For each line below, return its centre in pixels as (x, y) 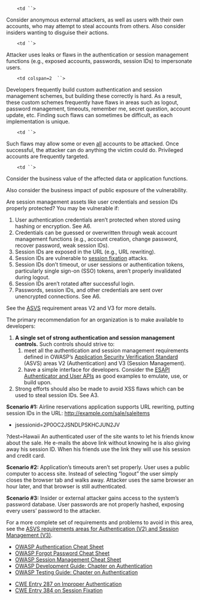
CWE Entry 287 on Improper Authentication (68, 584)
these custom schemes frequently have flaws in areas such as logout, (92, 102)
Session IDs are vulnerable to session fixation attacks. (81, 258)
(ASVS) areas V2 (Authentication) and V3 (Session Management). (105, 363)
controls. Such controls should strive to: (65, 344)
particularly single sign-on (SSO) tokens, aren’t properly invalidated (98, 271)
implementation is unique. (38, 121)
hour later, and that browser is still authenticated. (66, 486)
